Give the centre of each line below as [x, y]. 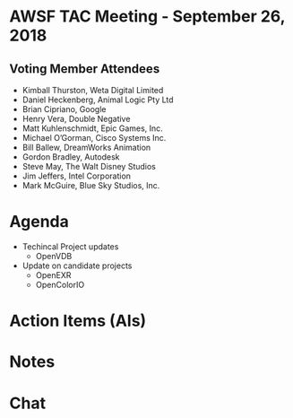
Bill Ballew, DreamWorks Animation [86, 147]
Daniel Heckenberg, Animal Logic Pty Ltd [98, 100]
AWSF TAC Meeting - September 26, [147, 17]
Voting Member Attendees [85, 69]
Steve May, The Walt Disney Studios [89, 166]
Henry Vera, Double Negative [76, 119]
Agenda [39, 222]
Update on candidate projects [77, 266]
